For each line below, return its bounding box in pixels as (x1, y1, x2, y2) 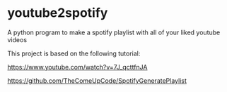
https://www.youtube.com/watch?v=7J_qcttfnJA (7, 63, 148, 71)
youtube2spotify (7, 5, 108, 21)
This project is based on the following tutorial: (7, 49, 141, 58)
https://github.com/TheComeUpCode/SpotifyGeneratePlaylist (7, 76, 187, 85)
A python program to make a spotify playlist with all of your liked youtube (7, 28, 221, 37)
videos (7, 35, 27, 44)
